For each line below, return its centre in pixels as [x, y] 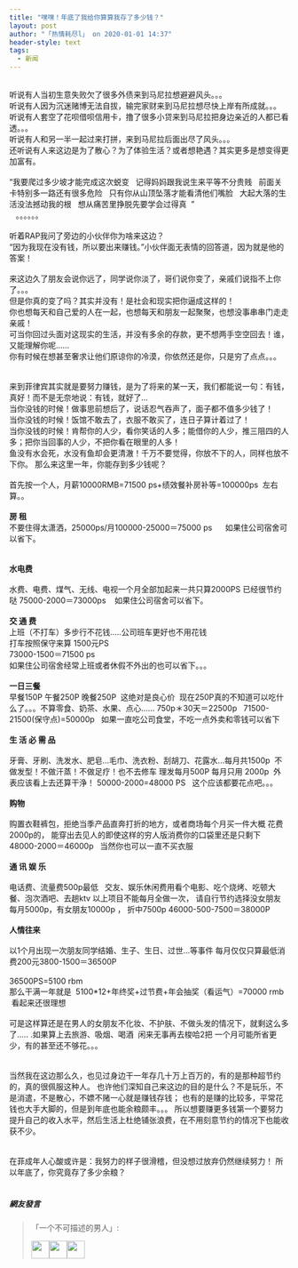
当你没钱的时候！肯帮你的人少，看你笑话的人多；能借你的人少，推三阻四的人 [149, 431]
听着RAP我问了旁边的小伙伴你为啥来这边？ [87, 236]
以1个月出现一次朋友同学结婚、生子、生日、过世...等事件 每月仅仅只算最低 [143, 951]
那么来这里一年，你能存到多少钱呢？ [100, 464]
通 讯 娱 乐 [27, 867]
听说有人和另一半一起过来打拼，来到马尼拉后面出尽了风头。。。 [122, 139]
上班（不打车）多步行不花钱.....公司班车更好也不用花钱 [108, 632]
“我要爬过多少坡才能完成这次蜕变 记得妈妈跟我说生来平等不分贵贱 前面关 [145, 182]
